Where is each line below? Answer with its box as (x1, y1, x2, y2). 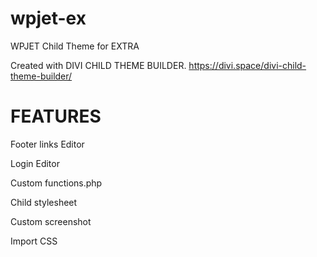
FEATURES (10, 105, 102, 128)
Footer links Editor (10, 138, 85, 150)
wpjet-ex (10, 7, 87, 30)
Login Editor (10, 157, 60, 169)
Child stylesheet (10, 196, 78, 208)
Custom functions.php (10, 177, 103, 189)
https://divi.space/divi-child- (188, 59, 307, 71)
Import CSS (10, 235, 58, 247)
